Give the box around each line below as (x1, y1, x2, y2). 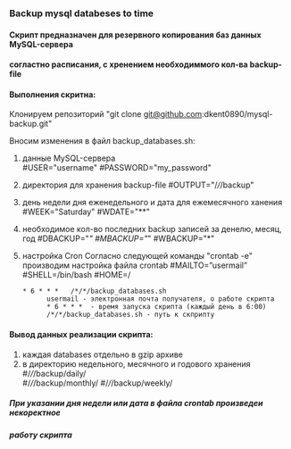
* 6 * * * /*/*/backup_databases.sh (21, 287, 167, 296)
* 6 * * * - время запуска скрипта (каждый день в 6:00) (46, 303, 267, 312)
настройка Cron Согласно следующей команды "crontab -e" (21, 251, 253, 262)
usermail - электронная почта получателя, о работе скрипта (46, 295, 275, 303)
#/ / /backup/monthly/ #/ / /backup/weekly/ (21, 378, 173, 388)
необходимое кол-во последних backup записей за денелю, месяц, (21, 224, 283, 235)
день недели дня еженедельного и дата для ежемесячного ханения (21, 197, 283, 208)
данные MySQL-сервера (21, 153, 116, 163)
